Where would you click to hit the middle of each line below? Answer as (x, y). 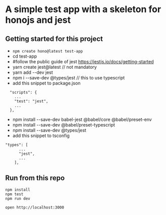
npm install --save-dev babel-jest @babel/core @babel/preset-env (82, 119)
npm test (14, 194)
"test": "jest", (32, 101)
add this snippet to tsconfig (41, 136)
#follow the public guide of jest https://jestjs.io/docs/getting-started (83, 61)
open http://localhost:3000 (35, 207)
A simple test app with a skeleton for (83, 9)
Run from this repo (35, 178)
